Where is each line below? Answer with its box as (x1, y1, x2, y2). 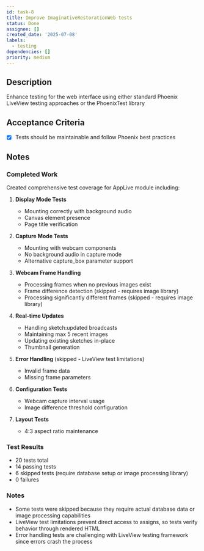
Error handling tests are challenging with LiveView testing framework (15, 531, 189, 538)
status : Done (6, 20, 40, 26)
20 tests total (15, 456, 49, 464)
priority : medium (6, 54, 51, 60)
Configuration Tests (15, 385, 67, 393)
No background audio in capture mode (24, 251, 122, 258)
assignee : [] (6, 26, 40, 32)
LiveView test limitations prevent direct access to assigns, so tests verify (15, 518, 198, 525)
